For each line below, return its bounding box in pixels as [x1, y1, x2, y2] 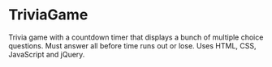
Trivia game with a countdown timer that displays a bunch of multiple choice [8, 32, 264, 42]
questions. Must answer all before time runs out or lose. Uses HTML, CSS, [8, 40, 257, 50]
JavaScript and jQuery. [8, 49, 85, 59]
